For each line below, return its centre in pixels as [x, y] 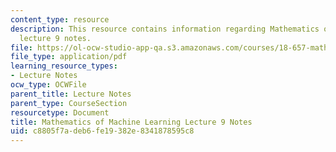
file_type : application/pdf [69, 57]
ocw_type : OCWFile [48, 85]
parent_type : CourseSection [69, 103]
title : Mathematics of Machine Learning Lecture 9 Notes [131, 122]
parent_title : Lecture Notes [71, 94]
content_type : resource [60, 19]
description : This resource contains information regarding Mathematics [165, 29]
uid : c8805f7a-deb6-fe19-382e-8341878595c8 [102, 131]
